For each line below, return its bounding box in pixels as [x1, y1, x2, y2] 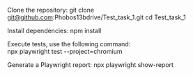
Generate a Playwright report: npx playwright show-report [7, 61, 174, 68]
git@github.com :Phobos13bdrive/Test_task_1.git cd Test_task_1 [7, 13, 186, 21]
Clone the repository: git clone [7, 6, 95, 14]
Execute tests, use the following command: [7, 40, 131, 48]
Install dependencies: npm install [7, 27, 102, 35]
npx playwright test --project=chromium [7, 48, 123, 55]
